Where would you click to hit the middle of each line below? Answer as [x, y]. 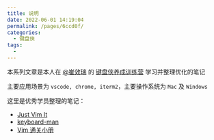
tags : [15, 45]
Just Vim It [32, 114]
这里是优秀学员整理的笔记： [46, 100]
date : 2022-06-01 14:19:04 [45, 20]
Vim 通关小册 [36, 130]
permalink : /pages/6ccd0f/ [45, 26]
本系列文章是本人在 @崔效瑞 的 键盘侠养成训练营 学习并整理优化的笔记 [106, 72]
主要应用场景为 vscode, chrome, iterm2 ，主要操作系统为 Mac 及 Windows [107, 86]
